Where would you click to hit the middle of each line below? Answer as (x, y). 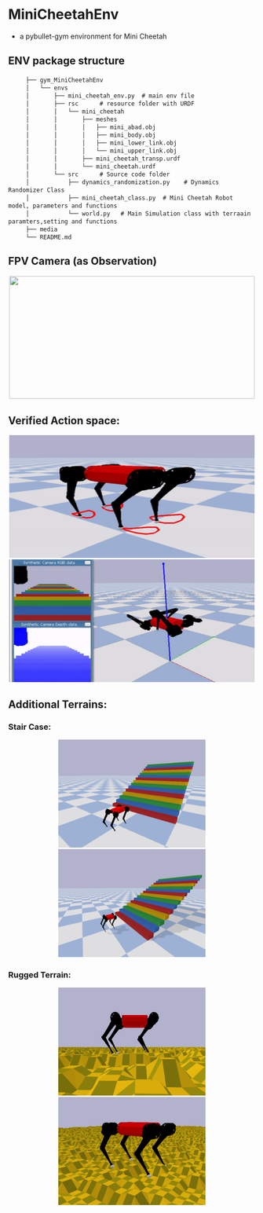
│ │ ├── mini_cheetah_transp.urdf (103, 159)
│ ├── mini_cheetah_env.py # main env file (110, 96)
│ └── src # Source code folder (98, 174)
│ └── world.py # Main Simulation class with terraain (138, 214)
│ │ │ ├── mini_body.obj (91, 135)
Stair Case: (30, 727)
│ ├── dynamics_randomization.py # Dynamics (122, 182)
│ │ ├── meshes (71, 119)
